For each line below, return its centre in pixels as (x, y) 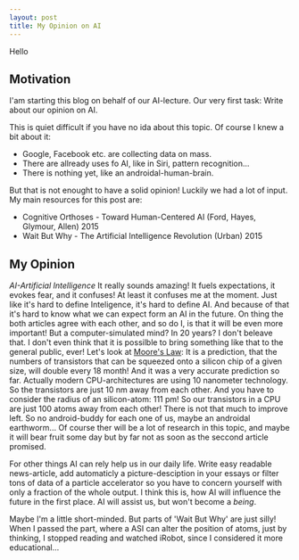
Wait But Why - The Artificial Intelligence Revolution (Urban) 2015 (142, 236)
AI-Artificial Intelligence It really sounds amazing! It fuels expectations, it (142, 285)
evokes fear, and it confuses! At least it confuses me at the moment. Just (143, 295)
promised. (28, 447)
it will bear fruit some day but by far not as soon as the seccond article (139, 437)
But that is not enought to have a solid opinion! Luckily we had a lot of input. (149, 190)
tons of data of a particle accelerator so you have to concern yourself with (146, 483)
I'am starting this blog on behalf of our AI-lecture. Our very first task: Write (146, 101)
